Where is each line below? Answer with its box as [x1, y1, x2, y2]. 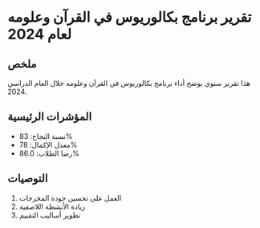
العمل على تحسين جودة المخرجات [18, 193, 122, 202]
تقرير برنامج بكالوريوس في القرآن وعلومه [7, 8, 252, 26]
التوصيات [7, 172, 48, 185]
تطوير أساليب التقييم [18, 210, 81, 220]
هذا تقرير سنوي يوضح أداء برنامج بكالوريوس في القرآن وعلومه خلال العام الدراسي [7, 79, 250, 88]
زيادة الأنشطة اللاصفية [18, 202, 86, 211]
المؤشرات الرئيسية [7, 110, 92, 124]
